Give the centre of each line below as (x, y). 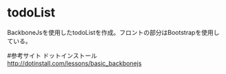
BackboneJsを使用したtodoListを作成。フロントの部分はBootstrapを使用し (113, 32)
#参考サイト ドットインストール (52, 56)
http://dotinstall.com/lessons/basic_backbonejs (74, 63)
